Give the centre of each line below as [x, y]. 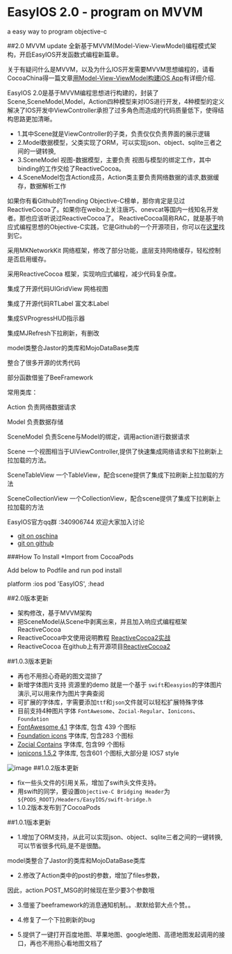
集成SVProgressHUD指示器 [46, 318]
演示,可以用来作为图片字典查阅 [61, 693]
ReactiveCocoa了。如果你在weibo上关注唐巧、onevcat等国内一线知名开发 [113, 209]
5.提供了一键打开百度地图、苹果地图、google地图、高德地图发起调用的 [118, 935]
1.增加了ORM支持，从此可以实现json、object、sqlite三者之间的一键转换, [120, 837]
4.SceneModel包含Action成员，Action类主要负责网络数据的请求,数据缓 [118, 177]
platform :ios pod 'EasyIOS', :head [56, 584]
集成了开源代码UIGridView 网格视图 [58, 288]
